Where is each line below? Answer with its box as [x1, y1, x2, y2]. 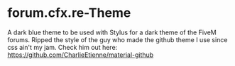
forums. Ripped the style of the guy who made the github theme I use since [7, 35, 228, 44]
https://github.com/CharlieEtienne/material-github [7, 51, 154, 59]
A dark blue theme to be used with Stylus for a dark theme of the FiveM [7, 28, 217, 37]
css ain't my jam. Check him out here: [7, 43, 118, 51]
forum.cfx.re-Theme [7, 5, 131, 21]
